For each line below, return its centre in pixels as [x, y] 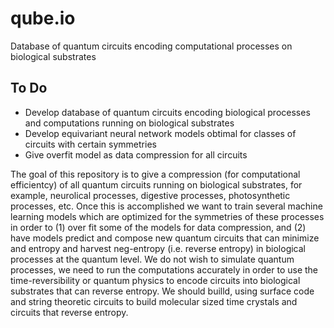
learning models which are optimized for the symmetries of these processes [167, 216]
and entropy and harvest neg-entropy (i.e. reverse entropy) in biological [158, 248]
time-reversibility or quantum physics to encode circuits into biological [155, 280]
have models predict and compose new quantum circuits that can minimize [165, 238]
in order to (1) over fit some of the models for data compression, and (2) [158, 227]
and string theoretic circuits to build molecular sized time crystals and [154, 301]
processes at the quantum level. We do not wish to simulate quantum [152, 259]
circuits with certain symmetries [90, 144]
